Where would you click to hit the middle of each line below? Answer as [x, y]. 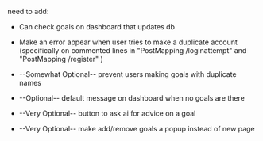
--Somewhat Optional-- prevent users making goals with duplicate [128, 74]
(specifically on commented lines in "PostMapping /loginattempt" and [133, 50]
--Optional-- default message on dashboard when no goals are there [132, 98]
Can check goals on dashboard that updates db [97, 27]
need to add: [28, 11]
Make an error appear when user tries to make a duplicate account [128, 42]
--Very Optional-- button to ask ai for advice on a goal [107, 113]
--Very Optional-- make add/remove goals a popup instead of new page [137, 129]
